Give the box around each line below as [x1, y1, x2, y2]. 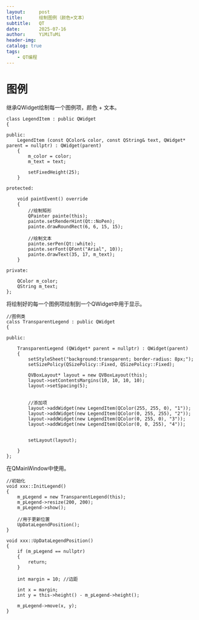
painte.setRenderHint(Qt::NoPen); [28, 218, 115, 224]
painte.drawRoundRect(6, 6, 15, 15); [28, 224, 123, 230]
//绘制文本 [28, 235, 52, 241]
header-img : [6, 37, 36, 43]
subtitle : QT [6, 20, 45, 26]
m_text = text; [28, 158, 67, 164]
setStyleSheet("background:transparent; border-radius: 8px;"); [28, 356, 194, 362]
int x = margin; [17, 587, 59, 593]
